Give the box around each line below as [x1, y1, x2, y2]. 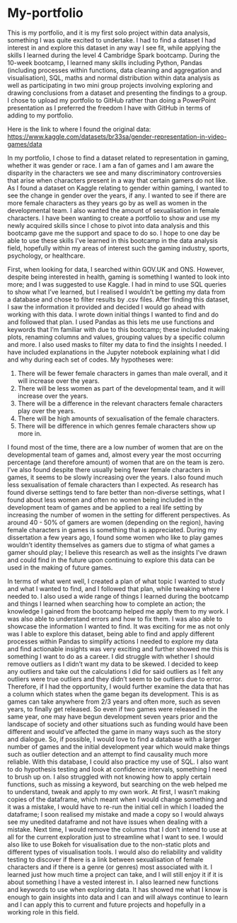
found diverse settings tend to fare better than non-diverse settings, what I [7, 488, 225, 496]
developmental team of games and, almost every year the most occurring [7, 450, 221, 459]
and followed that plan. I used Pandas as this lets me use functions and [7, 317, 214, 326]
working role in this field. [7, 907, 79, 916]
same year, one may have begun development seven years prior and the [7, 712, 218, 721]
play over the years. [17, 406, 76, 415]
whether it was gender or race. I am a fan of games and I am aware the [7, 161, 214, 169]
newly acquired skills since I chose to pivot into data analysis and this [7, 221, 210, 229]
